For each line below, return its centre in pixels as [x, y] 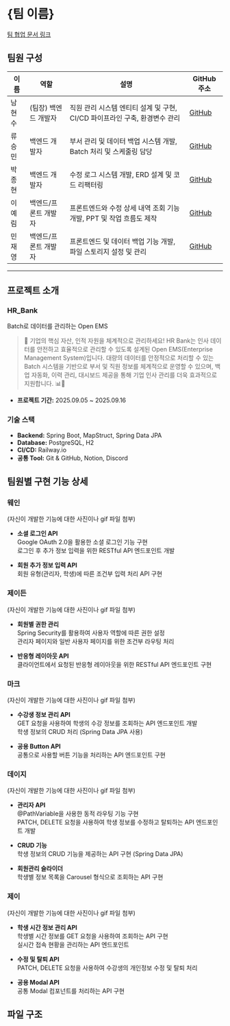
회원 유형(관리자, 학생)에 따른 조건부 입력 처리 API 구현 [90, 574]
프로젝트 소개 [33, 291]
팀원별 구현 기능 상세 [48, 481]
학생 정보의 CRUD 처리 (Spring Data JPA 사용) [80, 732]
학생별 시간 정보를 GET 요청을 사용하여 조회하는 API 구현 [93, 936]
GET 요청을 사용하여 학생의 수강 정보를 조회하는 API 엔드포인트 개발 [107, 723]
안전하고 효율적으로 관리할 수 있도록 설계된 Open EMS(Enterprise [125, 350]
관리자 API [31, 805]
